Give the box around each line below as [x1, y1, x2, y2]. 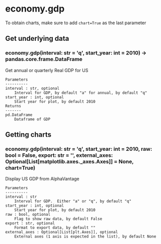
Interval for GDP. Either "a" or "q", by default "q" [14, 199, 132, 204]
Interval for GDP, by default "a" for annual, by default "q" [14, 90, 147, 95]
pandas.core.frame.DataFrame [5, 56, 83, 63]
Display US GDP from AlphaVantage [5, 176, 79, 182]
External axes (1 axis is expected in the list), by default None [14, 234, 156, 239]
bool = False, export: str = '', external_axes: [5, 152, 113, 159]
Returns [5, 103, 22, 108]
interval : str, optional [5, 86, 59, 91]
